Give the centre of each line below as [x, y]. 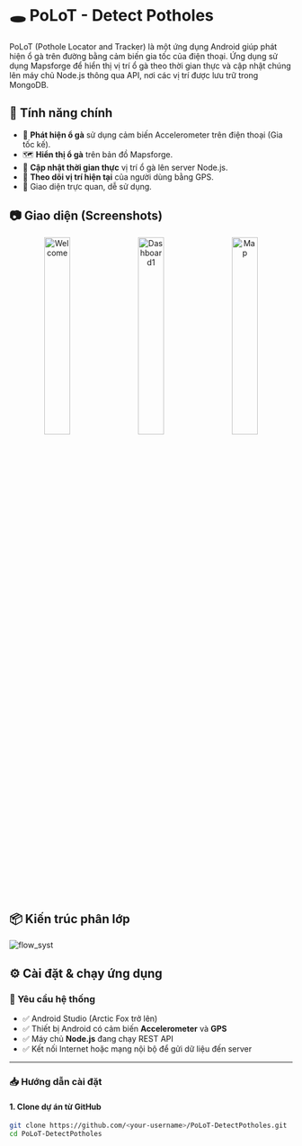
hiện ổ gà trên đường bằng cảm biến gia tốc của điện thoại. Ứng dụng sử [144, 56]
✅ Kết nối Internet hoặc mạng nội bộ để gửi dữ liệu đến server [137, 1049]
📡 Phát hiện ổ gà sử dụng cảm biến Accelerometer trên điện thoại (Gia [152, 135]
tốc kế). [36, 144]
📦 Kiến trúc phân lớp [70, 919]
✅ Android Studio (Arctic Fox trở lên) [90, 1018]
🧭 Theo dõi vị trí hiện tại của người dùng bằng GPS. [118, 177]
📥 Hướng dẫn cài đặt [56, 1081]
